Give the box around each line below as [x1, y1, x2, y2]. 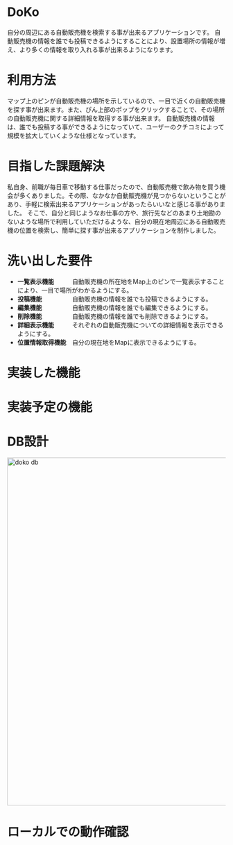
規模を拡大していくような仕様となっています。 [7, 131, 140, 140]
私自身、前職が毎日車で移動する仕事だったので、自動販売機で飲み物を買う [7, 182, 220, 191]
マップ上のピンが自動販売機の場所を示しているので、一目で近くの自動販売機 [7, 97, 226, 105]
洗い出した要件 [7, 253, 93, 268]
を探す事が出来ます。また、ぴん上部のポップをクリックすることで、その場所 [7, 105, 225, 113]
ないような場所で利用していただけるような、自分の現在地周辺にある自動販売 [7, 217, 226, 226]
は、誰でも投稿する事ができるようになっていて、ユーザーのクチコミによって [7, 122, 225, 131]
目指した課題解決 [7, 158, 105, 174]
